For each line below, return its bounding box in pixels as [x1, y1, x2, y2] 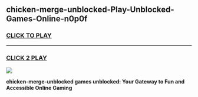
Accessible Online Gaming [6, 84, 72, 91]
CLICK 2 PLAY [6, 53, 47, 62]
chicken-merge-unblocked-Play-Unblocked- [6, 5, 175, 15]
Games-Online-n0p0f [6, 14, 88, 24]
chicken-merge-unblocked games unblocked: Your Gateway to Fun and [6, 78, 185, 85]
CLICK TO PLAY [6, 32, 52, 40]
